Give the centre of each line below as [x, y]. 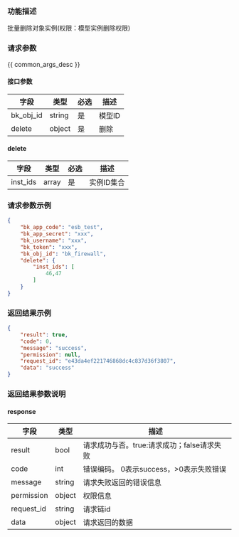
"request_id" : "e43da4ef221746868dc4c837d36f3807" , [98, 361]
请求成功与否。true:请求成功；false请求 [149, 445]
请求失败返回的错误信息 [122, 483]
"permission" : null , [51, 355]
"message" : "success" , [54, 348]
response [22, 411]
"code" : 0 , [36, 341]
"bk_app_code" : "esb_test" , [62, 228]
